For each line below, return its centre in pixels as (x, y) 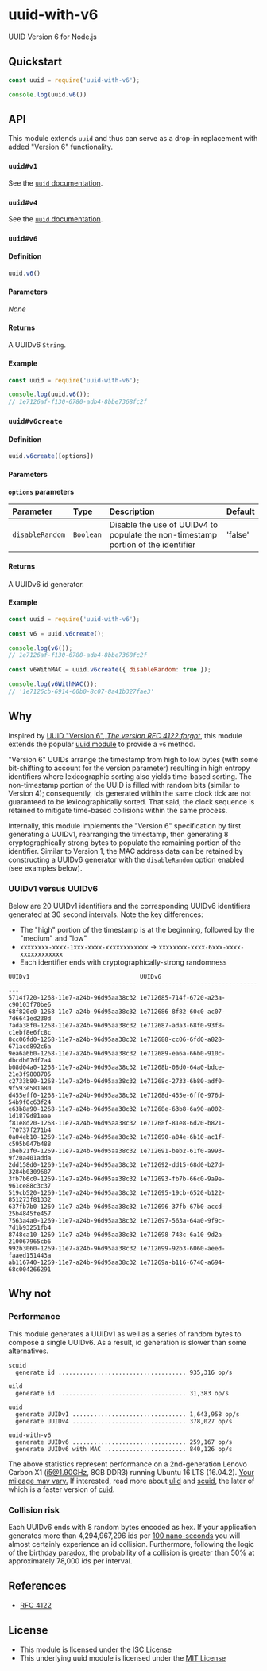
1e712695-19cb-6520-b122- (182, 1192)
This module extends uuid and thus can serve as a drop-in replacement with (133, 139)
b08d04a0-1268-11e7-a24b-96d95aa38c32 (72, 1067)
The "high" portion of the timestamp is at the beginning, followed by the (137, 929)
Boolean (87, 535)
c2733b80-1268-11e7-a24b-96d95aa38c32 (72, 1081)
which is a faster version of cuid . (62, 1489)
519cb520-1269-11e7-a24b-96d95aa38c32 (72, 1192)
